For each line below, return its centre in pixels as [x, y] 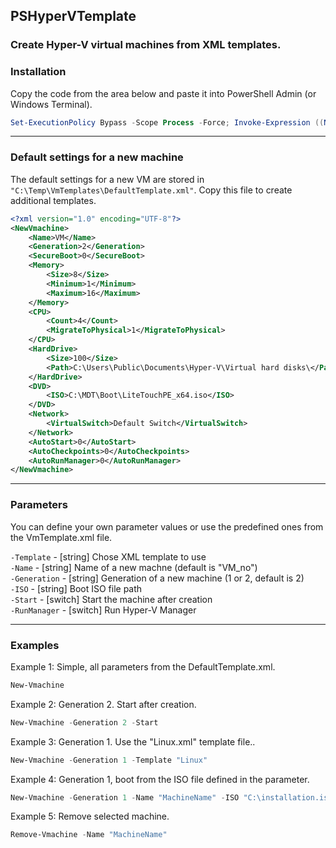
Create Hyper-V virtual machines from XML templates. [146, 45]
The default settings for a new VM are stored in [107, 179]
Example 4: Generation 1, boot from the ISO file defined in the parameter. [160, 779]
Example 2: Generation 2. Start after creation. [103, 704]
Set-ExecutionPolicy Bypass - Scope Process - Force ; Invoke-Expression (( [167, 122]
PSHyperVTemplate [73, 16]
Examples [35, 645]
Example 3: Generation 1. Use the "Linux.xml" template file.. [133, 741]
